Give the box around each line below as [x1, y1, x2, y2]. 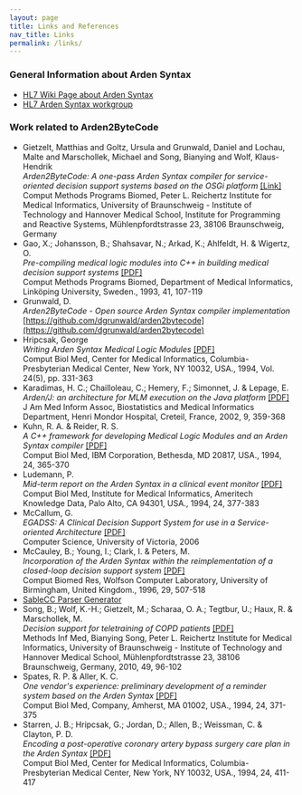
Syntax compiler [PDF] [22, 440, 108, 451]
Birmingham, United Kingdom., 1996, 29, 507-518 [22, 584, 206, 595]
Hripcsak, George [22, 334, 89, 345]
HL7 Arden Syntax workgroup [22, 99, 134, 110]
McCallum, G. [22, 507, 74, 518]
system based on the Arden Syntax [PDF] [22, 690, 178, 701]
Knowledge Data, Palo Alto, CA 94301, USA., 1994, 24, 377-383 [22, 497, 260, 508]
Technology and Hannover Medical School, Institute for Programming [22, 209, 281, 220]
